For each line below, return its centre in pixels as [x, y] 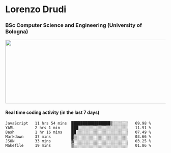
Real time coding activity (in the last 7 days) [52, 112]
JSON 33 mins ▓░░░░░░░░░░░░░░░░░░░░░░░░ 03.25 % [78, 141]
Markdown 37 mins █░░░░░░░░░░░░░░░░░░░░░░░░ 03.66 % [78, 136]
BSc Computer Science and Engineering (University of [74, 25]
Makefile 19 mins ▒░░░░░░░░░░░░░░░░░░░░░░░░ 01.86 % [78, 145]
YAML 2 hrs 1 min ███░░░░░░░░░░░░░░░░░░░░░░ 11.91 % [78, 128]
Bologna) [17, 32]
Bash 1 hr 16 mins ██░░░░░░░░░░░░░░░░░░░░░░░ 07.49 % [78, 132]
